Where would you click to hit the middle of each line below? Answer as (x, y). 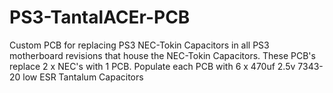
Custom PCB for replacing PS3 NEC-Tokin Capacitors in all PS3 (139, 45)
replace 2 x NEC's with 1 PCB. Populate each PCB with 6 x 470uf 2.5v (152, 66)
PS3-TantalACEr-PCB (100, 17)
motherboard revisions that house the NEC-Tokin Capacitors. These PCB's (162, 55)
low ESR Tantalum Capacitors (83, 77)
